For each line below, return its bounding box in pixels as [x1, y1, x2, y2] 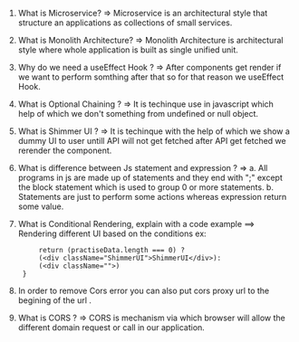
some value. [17, 201, 64, 212]
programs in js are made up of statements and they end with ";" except [17, 172, 283, 183]
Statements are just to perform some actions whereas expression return [17, 192, 287, 202]
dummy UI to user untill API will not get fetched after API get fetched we [17, 136, 287, 146]
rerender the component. [17, 145, 112, 156]
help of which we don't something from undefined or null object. [17, 109, 259, 119]
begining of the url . [17, 295, 92, 306]
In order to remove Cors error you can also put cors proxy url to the [17, 285, 270, 296]
